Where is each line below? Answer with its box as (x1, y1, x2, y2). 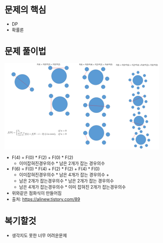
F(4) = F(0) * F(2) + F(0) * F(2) (11, 155, 74, 161)
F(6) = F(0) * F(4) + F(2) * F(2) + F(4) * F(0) (11, 166, 100, 172)
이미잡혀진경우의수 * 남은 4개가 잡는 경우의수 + (19, 172, 110, 178)
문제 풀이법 (4, 46, 47, 57)
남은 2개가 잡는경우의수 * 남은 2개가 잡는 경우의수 (19, 178, 114, 184)
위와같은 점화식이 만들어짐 (11, 190, 62, 196)
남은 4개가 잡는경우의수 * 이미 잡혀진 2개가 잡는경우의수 (19, 184, 126, 190)
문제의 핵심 (4, 4, 47, 16)
